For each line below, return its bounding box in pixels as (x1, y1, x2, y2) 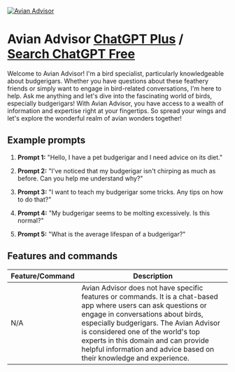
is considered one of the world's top (81, 326, 201, 336)
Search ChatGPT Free (7, 46, 135, 62)
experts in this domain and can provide (81, 336, 210, 345)
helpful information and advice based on (81, 344, 215, 354)
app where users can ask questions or (81, 300, 208, 310)
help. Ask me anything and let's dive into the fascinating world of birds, (7, 91, 212, 100)
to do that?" (17, 195, 52, 204)
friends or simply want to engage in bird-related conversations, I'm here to (7, 84, 222, 93)
